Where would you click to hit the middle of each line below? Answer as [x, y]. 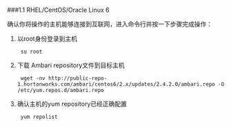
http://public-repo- [78, 78]
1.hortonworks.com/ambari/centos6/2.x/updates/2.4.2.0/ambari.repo [116, 84]
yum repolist [39, 117]
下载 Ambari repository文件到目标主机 [71, 65]
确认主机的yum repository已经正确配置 [72, 104]
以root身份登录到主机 [47, 38]
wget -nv [33, 78]
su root [31, 51]
